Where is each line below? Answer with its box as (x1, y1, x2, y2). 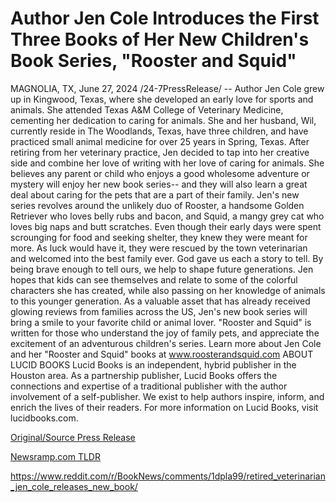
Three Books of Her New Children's (10, 28, 310, 51)
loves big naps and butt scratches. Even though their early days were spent (10, 220, 322, 232)
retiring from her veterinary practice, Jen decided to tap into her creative (10, 146, 310, 158)
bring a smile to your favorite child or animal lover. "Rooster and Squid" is (10, 316, 312, 328)
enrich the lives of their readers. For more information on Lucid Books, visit (10, 401, 319, 413)
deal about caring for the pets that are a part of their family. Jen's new (10, 188, 300, 201)
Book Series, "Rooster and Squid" (10, 50, 297, 72)
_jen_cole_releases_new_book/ (10, 480, 138, 492)
